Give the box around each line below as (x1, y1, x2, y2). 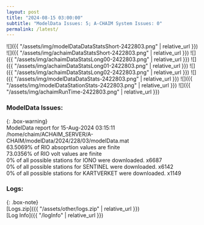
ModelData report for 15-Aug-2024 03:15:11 (6, 124, 115, 131)
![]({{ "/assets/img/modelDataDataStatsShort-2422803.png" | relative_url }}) (6, 43, 199, 50)
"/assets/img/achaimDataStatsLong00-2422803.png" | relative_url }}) (14, 56, 190, 63)
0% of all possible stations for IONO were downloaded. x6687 (6, 157, 162, 164)
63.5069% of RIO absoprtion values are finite (6, 143, 120, 150)
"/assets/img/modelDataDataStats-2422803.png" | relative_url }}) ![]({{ (14, 75, 193, 83)
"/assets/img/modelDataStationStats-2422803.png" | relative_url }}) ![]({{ (6, 82, 191, 89)
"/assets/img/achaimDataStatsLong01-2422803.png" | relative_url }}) (14, 62, 189, 70)
